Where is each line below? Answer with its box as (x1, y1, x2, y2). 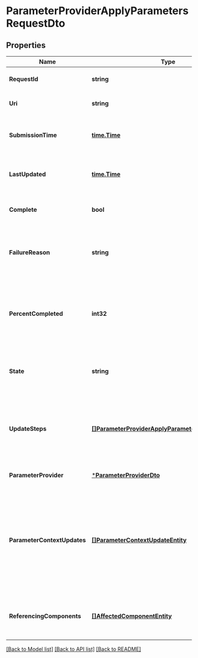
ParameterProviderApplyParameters (6, 4, 189, 18)
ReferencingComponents (9, 612, 81, 620)
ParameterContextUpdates (9, 536, 87, 544)
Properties (6, 40, 46, 50)
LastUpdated (9, 170, 46, 178)
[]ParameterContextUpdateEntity (91, 536, 187, 544)
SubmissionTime (9, 131, 57, 139)
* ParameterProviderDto (91, 471, 160, 479)
